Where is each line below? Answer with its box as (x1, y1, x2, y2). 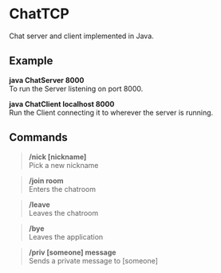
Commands (9, 131, 69, 144)
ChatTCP (9, 5, 70, 23)
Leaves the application (28, 232, 104, 241)
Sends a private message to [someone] (28, 255, 159, 265)
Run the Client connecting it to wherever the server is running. (9, 107, 214, 117)
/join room (28, 176, 64, 185)
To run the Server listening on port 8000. (9, 84, 144, 93)
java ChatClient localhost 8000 (9, 99, 115, 108)
